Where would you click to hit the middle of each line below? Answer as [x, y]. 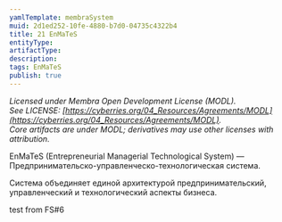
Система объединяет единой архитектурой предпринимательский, [138, 183]
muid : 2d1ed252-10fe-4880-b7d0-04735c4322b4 [93, 26]
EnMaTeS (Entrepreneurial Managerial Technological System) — [127, 156]
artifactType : [36, 51]
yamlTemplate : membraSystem [62, 17]
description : [33, 59]
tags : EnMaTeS [36, 68]
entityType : [31, 42]
